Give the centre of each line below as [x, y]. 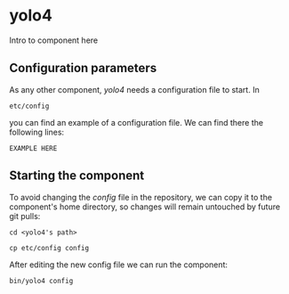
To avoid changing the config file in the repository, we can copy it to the [141, 197]
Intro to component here [54, 40]
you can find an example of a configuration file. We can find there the [136, 122]
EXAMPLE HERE [33, 148]
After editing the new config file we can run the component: [119, 265]
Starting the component [77, 176]
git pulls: [25, 216]
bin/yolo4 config [41, 281]
